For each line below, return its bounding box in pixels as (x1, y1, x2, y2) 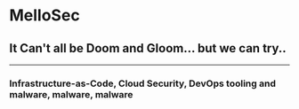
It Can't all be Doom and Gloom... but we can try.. (9, 41, 287, 56)
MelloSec (9, 5, 80, 26)
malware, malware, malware (9, 88, 133, 100)
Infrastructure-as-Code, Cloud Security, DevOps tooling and (9, 77, 276, 90)
